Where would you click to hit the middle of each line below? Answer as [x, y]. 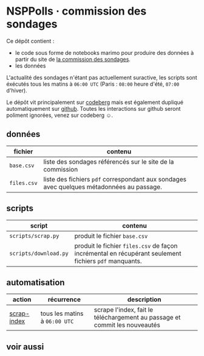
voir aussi [25, 347]
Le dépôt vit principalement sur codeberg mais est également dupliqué [95, 102]
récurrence [64, 299]
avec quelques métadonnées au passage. [103, 187]
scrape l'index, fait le [124, 310]
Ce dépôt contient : [30, 41]
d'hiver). [17, 90]
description [144, 299]
